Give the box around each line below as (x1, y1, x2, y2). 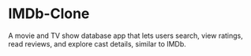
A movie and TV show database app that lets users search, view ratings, (8, 31, 243, 40)
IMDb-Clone (8, 5, 90, 23)
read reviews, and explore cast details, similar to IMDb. (8, 39, 187, 48)
